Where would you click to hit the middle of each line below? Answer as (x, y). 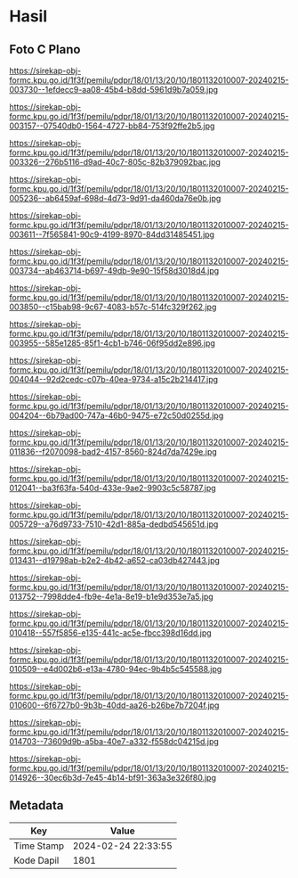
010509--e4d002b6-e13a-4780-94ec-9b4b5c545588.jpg (116, 669)
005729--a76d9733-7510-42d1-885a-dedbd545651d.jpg (114, 524)
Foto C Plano (45, 49)
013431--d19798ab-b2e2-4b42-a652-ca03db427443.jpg (115, 560)
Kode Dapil (36, 860)
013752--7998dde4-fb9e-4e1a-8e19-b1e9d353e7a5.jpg (111, 596)
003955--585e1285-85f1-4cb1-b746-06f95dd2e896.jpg (113, 343)
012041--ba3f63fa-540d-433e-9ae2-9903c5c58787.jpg (113, 488)
